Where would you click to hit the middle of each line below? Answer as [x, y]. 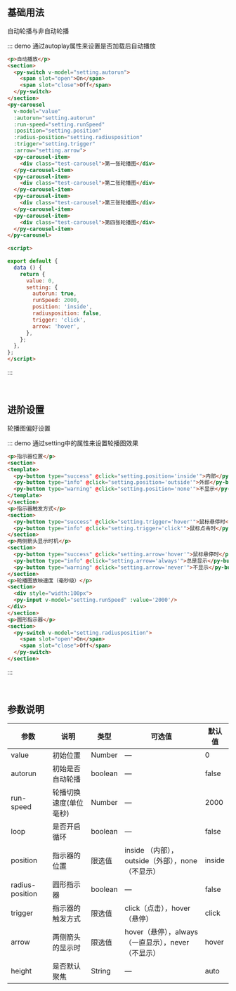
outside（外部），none [161, 860]
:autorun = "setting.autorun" [55, 118]
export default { [33, 261]
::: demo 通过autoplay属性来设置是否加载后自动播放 [81, 46]
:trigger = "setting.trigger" [55, 144]
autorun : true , [55, 294]
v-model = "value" [37, 111]
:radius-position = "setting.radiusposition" [78, 138]
